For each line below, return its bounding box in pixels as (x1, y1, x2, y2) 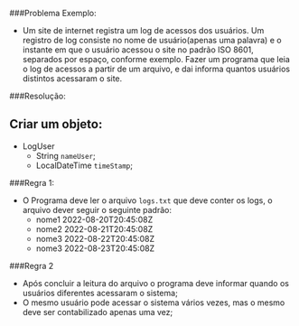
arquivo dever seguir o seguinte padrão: (22, 204, 172, 215)
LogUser (22, 140, 55, 152)
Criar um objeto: (9, 116, 103, 132)
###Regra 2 (9, 260, 54, 271)
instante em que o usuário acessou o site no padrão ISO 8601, (22, 44, 255, 55)
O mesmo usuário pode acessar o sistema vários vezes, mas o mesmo (22, 297, 285, 308)
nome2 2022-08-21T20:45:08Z (35, 223, 154, 234)
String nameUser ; (35, 150, 97, 161)
